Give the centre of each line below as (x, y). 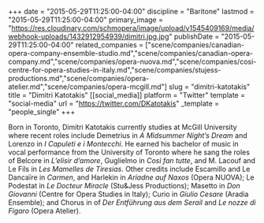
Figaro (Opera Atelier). (45, 211)
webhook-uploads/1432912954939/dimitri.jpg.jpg (89, 36)
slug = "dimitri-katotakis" (210, 87)
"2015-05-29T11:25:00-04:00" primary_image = (86, 20)
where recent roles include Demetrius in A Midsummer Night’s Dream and (128, 136)
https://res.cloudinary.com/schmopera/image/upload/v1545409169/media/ (133, 28)
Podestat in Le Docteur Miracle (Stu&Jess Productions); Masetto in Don (124, 186)
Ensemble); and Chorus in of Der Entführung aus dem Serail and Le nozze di (132, 203)
